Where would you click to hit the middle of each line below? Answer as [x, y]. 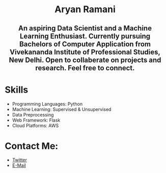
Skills [17, 90]
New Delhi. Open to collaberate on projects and [85, 60]
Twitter [20, 160]
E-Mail [19, 165]
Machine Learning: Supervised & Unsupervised [62, 109]
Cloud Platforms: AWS [35, 125]
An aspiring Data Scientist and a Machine [85, 28]
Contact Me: [32, 146]
